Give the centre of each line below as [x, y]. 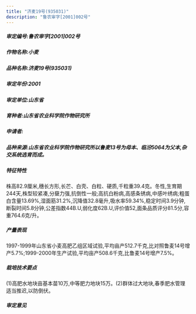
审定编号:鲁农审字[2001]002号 [43, 36]
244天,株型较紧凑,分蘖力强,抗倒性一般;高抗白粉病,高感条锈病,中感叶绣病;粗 [95, 194]
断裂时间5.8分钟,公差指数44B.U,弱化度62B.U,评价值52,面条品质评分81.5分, [95, 208]
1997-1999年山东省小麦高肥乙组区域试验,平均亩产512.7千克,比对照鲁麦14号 [95, 246]
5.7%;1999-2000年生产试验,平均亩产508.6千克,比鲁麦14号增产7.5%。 [94, 253]
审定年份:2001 [23, 84]
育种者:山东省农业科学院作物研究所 [48, 115]
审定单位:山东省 [25, 99]
